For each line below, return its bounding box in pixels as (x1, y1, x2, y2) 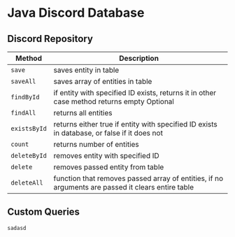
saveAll (10, 78, 36, 85)
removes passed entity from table (53, 162, 164, 172)
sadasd (7, 224, 27, 231)
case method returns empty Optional (53, 96, 175, 106)
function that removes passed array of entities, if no (53, 173, 224, 183)
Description (118, 54, 159, 63)
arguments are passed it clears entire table (53, 182, 194, 192)
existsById (10, 124, 47, 132)
